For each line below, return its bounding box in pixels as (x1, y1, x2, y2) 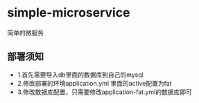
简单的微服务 (7, 28, 44, 37)
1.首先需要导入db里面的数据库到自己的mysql (17, 71, 144, 79)
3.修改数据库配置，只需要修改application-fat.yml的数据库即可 (17, 88, 192, 96)
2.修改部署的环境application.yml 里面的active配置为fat (17, 79, 172, 87)
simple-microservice (7, 5, 130, 21)
